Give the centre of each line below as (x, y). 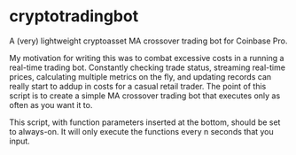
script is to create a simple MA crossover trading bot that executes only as (145, 96)
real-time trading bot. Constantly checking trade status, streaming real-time (148, 67)
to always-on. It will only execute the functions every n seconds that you (142, 131)
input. (20, 141)
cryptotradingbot (74, 16)
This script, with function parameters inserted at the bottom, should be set (145, 122)
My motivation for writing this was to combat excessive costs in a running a (147, 58)
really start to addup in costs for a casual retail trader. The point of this (138, 86)
